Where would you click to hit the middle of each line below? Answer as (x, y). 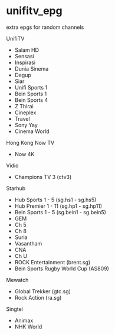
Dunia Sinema (32, 68)
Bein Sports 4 (31, 100)
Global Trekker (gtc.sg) (42, 291)
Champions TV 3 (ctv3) (43, 177)
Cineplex (25, 112)
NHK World (28, 326)
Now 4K (24, 154)
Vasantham (28, 243)
